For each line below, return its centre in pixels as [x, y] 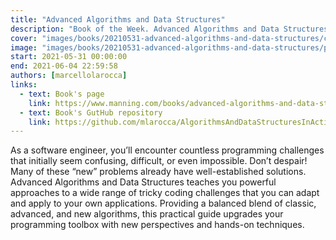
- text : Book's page [62, 94]
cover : [24, 38]
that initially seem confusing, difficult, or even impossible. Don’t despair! [159, 161]
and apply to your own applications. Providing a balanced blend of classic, [163, 203]
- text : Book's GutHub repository [91, 112]
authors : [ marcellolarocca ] [69, 76]
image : [24, 47]
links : [24, 85]
